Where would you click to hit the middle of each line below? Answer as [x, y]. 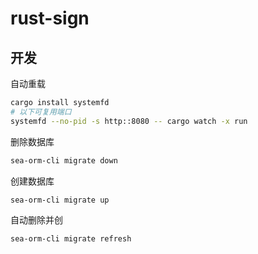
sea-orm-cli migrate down [64, 160]
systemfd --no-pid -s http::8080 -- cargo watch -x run [129, 121]
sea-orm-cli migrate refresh [71, 239]
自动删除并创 [36, 220]
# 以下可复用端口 [41, 112]
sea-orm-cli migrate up [60, 200]
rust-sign [50, 18]
